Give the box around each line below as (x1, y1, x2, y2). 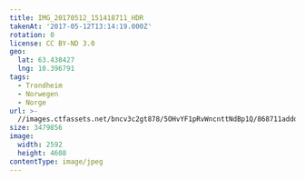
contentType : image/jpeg (9, 156, 103, 166)
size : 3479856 (9, 124, 64, 133)
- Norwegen (17, 89, 59, 98)
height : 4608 (17, 148, 67, 157)
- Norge (17, 97, 47, 107)
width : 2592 (17, 140, 64, 149)
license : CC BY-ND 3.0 (9, 38, 95, 48)
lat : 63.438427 (17, 55, 75, 65)
